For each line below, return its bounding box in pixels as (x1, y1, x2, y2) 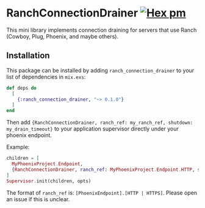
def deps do (6, 85, 37, 91)
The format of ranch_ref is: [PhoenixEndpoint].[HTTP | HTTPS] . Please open (6, 189, 197, 196)
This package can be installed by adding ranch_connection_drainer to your (6, 66, 195, 74)
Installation (6, 51, 50, 61)
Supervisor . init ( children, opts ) (6, 178, 92, 184)
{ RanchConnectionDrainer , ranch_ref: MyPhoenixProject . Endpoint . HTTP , (12, 167, 195, 173)
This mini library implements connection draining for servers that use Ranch (6, 26, 197, 34)
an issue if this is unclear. (6, 195, 70, 203)
